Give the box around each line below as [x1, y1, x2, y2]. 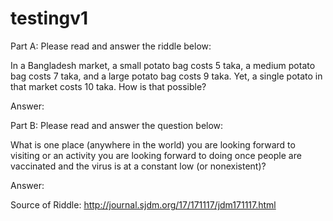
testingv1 [10, 7, 89, 30]
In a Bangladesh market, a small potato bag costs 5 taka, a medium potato [10, 59, 316, 71]
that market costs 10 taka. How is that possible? [10, 80, 207, 92]
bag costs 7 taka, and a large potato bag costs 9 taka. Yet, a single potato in [10, 70, 323, 82]
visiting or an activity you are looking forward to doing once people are [10, 149, 302, 161]
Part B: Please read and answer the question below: [10, 119, 224, 131]
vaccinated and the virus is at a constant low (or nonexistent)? [10, 160, 267, 172]
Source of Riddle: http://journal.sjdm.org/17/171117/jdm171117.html [10, 198, 277, 211]
